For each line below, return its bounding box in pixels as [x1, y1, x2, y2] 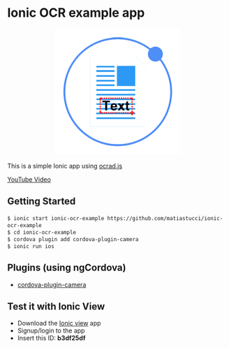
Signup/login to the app [17, 326, 85, 335]
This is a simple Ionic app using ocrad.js [7, 161, 123, 170]
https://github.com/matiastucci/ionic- [107, 215, 223, 222]
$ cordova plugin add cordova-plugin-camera [7, 235, 139, 242]
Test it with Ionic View [7, 300, 105, 312]
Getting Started [7, 196, 76, 208]
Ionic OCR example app [7, 5, 145, 21]
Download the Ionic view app [17, 319, 101, 328]
